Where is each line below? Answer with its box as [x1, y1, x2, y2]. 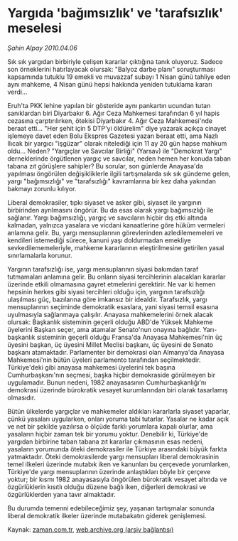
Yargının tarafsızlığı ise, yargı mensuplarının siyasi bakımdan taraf [7, 264, 199, 273]
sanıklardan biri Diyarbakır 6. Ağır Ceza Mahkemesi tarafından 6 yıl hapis [7, 109, 220, 117]
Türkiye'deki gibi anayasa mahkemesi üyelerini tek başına [7, 363, 175, 371]
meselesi [7, 20, 63, 36]
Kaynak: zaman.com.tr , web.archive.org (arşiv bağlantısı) [7, 525, 174, 534]
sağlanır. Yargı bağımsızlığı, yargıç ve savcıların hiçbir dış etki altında [7, 213, 207, 222]
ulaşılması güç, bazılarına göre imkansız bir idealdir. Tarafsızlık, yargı [7, 295, 207, 304]
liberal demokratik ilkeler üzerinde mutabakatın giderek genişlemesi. [7, 511, 207, 520]
